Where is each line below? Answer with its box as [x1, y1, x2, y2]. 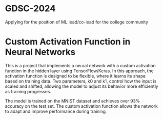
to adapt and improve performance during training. [5, 108, 107, 114]
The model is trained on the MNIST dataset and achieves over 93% [5, 98, 140, 104]
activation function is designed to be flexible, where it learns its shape [5, 73, 146, 79]
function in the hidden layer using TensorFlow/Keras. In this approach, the [5, 68, 154, 74]
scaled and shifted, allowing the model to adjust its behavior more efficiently [5, 83, 159, 89]
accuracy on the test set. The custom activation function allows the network [5, 103, 158, 109]
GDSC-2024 [5, 3, 56, 14]
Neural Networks [5, 47, 76, 58]
